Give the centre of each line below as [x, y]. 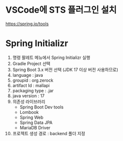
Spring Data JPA [36, 123]
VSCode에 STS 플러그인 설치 [61, 10]
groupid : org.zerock [33, 80]
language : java [28, 75]
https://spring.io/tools [27, 24]
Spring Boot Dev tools [42, 107]
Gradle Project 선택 [31, 63]
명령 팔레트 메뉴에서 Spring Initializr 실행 [51, 57]
